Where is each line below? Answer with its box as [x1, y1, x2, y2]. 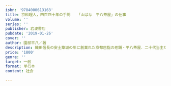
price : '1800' [5, 50, 36, 55]
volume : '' [5, 17, 28, 22]
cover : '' [5, 36, 26, 41]
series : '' [5, 21, 28, 27]
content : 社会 [5, 69, 34, 74]
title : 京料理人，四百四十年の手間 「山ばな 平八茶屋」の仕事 [5, 12, 126, 17]
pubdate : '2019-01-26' [5, 31, 53, 36]
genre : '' [5, 54, 26, 60]
